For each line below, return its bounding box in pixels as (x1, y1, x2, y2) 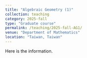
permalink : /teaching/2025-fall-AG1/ (5, 26, 83, 30)
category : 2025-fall (5, 16, 48, 21)
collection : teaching (5, 12, 50, 17)
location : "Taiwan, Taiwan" (5, 35, 63, 40)
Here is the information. (5, 48, 53, 54)
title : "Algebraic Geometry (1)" (5, 7, 74, 12)
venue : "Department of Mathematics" (5, 30, 80, 35)
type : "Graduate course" (5, 21, 56, 26)
